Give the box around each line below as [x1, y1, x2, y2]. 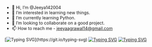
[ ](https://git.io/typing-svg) [4, 37, 87, 42]
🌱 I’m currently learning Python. [11, 15, 76, 20]
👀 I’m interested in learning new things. [11, 10, 90, 16]
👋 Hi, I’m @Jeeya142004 [11, 5, 62, 10]
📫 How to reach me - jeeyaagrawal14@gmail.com [11, 26, 113, 31]
